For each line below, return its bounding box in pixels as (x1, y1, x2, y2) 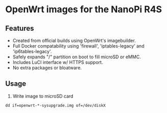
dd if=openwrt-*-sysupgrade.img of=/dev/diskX (5, 103, 106, 108)
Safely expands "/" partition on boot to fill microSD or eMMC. (12, 54, 141, 60)
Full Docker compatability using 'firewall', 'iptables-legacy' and (12, 43, 145, 49)
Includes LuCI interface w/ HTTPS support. (12, 59, 103, 65)
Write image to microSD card (12, 93, 74, 99)
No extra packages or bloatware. (12, 65, 82, 71)
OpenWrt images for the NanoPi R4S (5, 4, 162, 15)
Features (5, 24, 34, 33)
